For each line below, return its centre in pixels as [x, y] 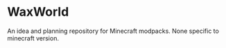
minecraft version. [33, 38]
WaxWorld [38, 12]
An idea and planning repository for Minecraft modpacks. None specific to [113, 31]
